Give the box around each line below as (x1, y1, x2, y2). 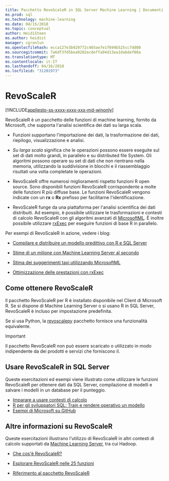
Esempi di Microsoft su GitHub (12, 407, 76, 413)
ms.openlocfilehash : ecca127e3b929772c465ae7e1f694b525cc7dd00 (5, 45, 141, 50)
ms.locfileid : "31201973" (5, 69, 60, 74)
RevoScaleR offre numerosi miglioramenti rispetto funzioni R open (12, 178, 150, 184)
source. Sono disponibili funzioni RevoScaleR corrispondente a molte (12, 183, 156, 189)
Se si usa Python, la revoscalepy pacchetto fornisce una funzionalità (5, 318, 148, 324)
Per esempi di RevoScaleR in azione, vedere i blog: (5, 230, 111, 236)
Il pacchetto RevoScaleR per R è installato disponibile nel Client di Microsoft (5, 297, 162, 303)
